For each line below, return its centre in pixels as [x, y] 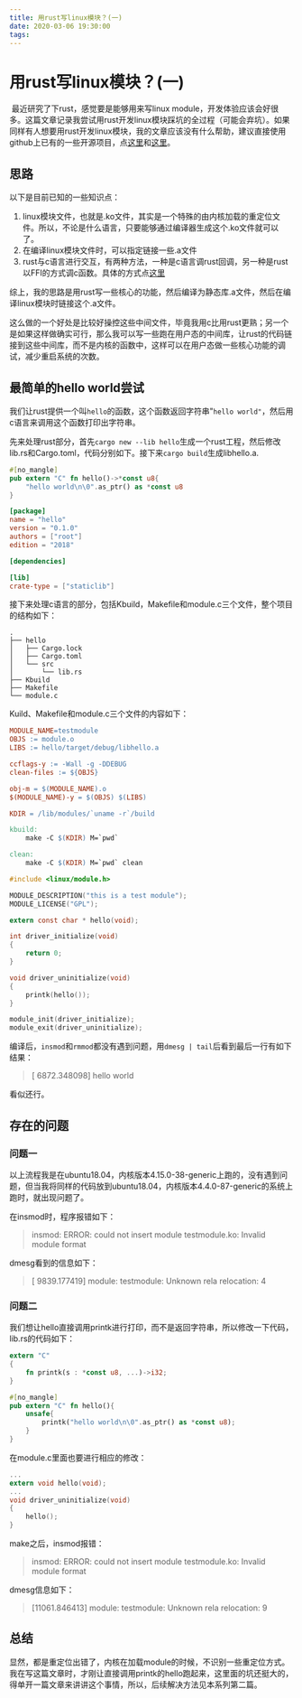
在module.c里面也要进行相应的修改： [78, 1457]
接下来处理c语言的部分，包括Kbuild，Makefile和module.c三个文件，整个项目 [151, 604]
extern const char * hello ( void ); [74, 920]
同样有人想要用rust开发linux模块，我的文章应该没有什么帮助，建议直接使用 [148, 131]
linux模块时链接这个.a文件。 [69, 303]
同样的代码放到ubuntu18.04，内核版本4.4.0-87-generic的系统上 [174, 1186]
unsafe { [40, 1414]
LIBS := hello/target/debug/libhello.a [84, 748]
